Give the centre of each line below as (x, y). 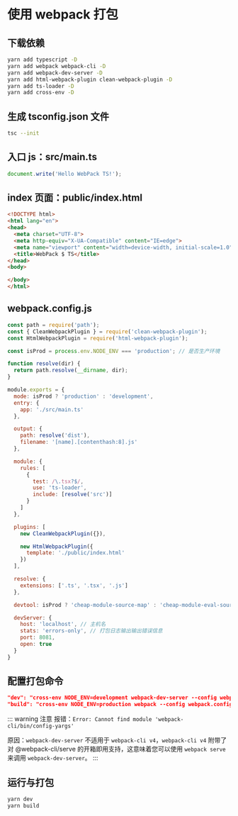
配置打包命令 (35, 681)
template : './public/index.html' (75, 553)
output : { (28, 429)
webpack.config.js (50, 309)
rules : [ (33, 468)
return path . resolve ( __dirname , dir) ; (71, 370)
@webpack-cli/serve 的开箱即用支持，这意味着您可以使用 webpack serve (121, 749)
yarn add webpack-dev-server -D (55, 73)
